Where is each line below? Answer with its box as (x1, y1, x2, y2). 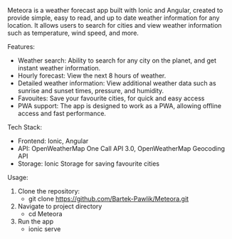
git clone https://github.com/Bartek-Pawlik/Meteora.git (28, 195, 189, 203)
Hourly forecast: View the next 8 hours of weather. (17, 71, 167, 80)
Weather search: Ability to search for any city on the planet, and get (17, 56, 217, 65)
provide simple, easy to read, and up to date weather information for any (7, 14, 220, 22)
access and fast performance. (17, 110, 107, 117)
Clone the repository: (17, 187, 80, 195)
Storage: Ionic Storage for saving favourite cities (17, 159, 160, 168)
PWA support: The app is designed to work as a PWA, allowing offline (17, 102, 222, 110)
